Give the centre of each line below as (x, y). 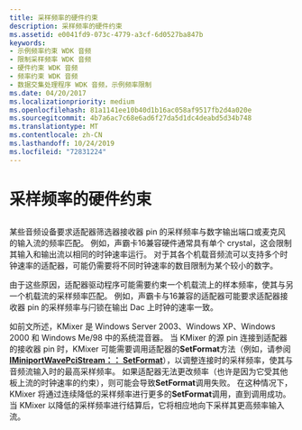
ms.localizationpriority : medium (72, 101)
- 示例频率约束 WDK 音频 (50, 51)
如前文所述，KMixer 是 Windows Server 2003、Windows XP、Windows (142, 326)
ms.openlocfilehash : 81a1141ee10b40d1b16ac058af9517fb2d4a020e (131, 110)
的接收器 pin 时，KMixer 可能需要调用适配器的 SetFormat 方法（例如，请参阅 (150, 349)
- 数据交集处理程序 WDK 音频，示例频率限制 (81, 85)
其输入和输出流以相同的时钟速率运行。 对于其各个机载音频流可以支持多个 (145, 254)
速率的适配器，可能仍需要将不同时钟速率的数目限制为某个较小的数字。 (147, 266)
